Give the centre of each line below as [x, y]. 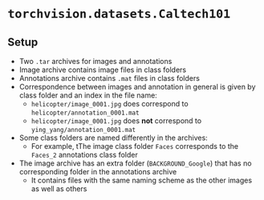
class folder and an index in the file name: [88, 95]
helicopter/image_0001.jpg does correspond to [110, 104]
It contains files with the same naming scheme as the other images [142, 180]
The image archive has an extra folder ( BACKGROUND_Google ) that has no [135, 163]
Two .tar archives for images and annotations [95, 61]
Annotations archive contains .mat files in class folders [109, 78]
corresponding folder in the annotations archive [98, 172]
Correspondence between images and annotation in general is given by [137, 87]
